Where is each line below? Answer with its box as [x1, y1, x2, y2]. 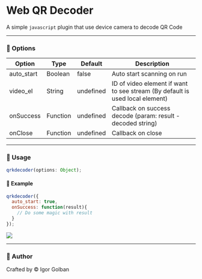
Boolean [46, 70, 70, 78]
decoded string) [111, 119, 158, 128]
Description [135, 59, 170, 68]
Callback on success [111, 104, 171, 113]
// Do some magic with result [17, 210, 93, 216]
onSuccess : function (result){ [11, 205, 87, 211]
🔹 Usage [6, 154, 31, 162]
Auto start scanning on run [111, 70, 188, 78]
